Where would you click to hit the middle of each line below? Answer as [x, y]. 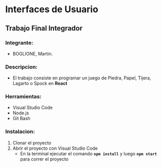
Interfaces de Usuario [52, 9]
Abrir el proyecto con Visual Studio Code [55, 148]
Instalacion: [20, 132]
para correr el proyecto [44, 159]
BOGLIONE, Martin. [33, 53]
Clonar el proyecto [32, 143]
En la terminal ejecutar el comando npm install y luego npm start [89, 153]
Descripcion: [22, 67]
